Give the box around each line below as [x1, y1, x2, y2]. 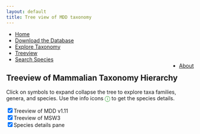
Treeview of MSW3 [14, 114, 61, 122]
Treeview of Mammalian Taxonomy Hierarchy [6, 72, 178, 83]
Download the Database [14, 37, 74, 44]
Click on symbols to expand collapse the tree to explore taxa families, [6, 88, 177, 95]
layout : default [6, 8, 46, 15]
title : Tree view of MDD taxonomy [6, 14, 92, 20]
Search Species [14, 56, 54, 63]
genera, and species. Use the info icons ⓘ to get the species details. [6, 95, 175, 102]
